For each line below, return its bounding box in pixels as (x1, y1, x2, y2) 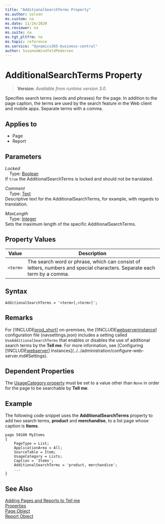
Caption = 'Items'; (14, 458, 54, 464)
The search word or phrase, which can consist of (27, 258, 141, 265)
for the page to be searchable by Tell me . (5, 385, 89, 391)
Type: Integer (9, 216, 37, 222)
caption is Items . (5, 423, 39, 429)
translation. (5, 201, 28, 207)
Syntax (5, 287, 27, 295)
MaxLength (5, 211, 28, 217)
